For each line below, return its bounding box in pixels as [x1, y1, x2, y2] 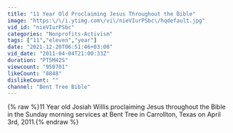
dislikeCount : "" [7, 76, 59, 84]
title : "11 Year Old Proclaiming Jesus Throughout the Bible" [7, 10, 196, 18]
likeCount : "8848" [7, 70, 62, 77]
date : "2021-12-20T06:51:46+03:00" [7, 43, 113, 50]
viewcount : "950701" [7, 63, 69, 70]
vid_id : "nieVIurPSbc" [7, 23, 75, 31]
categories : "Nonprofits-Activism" [7, 30, 113, 38]
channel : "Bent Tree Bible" [7, 83, 91, 90]
